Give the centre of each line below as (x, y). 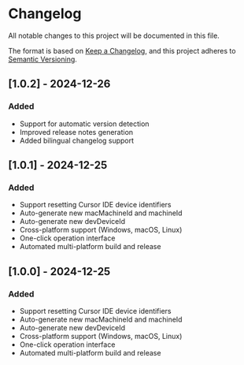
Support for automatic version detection (84, 124)
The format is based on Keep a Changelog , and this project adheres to (122, 50)
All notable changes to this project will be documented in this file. (114, 35)
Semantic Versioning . (43, 59)
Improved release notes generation (76, 132)
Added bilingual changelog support (77, 140)
